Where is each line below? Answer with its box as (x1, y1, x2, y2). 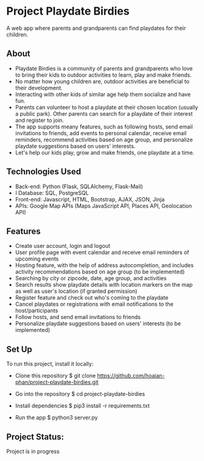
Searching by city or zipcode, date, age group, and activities (15, 275, 167, 282)
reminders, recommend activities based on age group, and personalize (15, 136, 193, 143)
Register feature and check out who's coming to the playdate (15, 294, 169, 301)
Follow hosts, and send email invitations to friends (15, 314, 141, 321)
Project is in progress (6, 448, 60, 455)
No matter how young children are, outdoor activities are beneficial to (15, 77, 190, 85)
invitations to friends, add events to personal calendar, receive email (15, 129, 187, 136)
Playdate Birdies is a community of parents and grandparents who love (15, 65, 193, 72)
